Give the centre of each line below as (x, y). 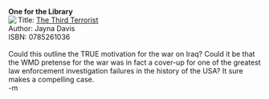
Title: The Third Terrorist (58, 20)
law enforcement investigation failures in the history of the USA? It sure (126, 71)
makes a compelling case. (51, 79)
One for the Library (41, 12)
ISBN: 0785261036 (39, 37)
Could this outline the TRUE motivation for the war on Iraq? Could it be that (132, 54)
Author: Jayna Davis (42, 28)
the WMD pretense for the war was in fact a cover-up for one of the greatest (134, 62)
